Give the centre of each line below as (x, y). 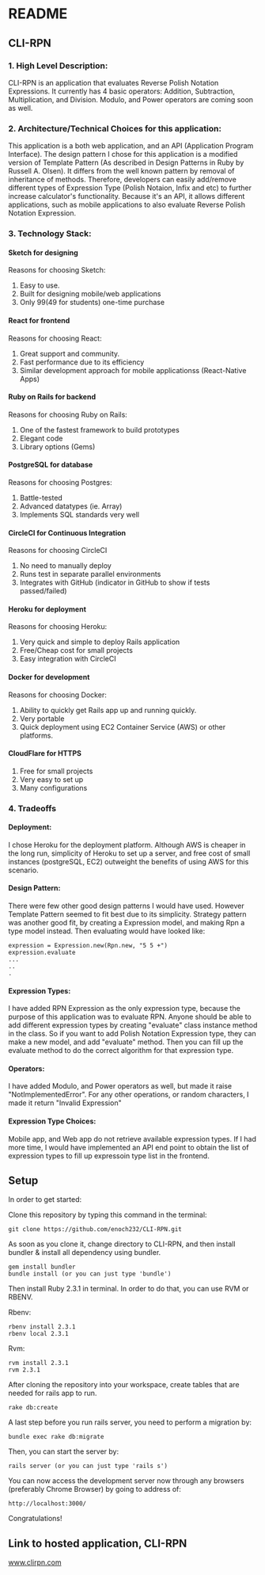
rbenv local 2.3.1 (38, 1334)
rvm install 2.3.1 (38, 1363)
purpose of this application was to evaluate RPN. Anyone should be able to (130, 1017)
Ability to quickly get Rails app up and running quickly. (108, 710)
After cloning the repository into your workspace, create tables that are (124, 1385)
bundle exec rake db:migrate (56, 1437)
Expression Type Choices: (52, 1121)
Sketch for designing (44, 252)
